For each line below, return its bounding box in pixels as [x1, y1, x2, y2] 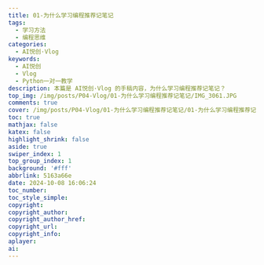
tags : [8, 19, 26, 27]
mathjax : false [8, 121, 58, 129]
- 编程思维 [15, 33, 46, 42]
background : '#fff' [8, 165, 72, 172]
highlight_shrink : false [8, 135, 90, 143]
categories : [8, 41, 47, 49]
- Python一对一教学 [15, 77, 73, 85]
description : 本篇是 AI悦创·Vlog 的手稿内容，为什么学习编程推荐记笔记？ [8, 84, 226, 93]
